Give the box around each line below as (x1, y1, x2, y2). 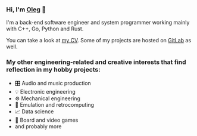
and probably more (14, 122, 62, 130)
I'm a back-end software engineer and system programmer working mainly (6, 19, 190, 26)
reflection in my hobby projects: (6, 66, 101, 74)
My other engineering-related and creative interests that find (6, 58, 186, 66)
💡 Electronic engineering (14, 88, 76, 95)
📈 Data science (14, 107, 54, 115)
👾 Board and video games (14, 116, 79, 123)
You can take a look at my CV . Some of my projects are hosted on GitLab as (6, 37, 192, 44)
